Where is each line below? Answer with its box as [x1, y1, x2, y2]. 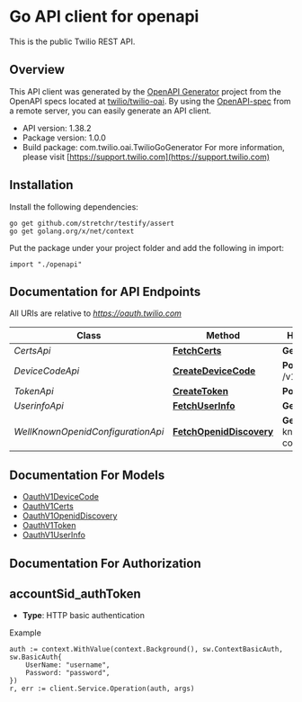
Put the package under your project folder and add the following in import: [9, 242, 285, 253]
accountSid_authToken [9, 586, 141, 601]
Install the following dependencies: [9, 201, 139, 212]
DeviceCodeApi [13, 364, 80, 377]
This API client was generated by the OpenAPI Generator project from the [9, 85, 281, 96]
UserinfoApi [13, 400, 65, 412]
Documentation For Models [9, 467, 165, 482]
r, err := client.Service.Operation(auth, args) [9, 684, 195, 694]
